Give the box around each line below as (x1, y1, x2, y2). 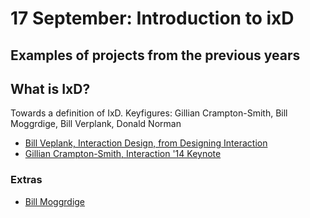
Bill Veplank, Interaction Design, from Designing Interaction (24, 137, 268, 149)
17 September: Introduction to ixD (10, 7, 295, 30)
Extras (10, 173, 43, 187)
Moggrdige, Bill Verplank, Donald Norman (10, 118, 182, 130)
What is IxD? (10, 80, 91, 97)
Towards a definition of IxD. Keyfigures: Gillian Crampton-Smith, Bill (10, 107, 288, 119)
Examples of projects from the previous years (10, 47, 301, 64)
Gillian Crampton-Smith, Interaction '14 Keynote (24, 148, 222, 160)
